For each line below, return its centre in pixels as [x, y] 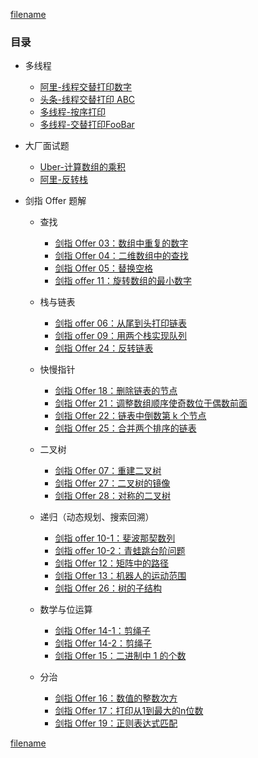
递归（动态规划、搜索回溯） [97, 517]
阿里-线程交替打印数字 [86, 87]
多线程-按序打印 [73, 112]
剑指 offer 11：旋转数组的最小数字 [123, 281]
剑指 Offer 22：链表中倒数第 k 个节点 [130, 416]
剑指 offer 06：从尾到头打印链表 [121, 323]
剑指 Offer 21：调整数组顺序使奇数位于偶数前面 [151, 403]
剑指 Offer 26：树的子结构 [108, 588]
